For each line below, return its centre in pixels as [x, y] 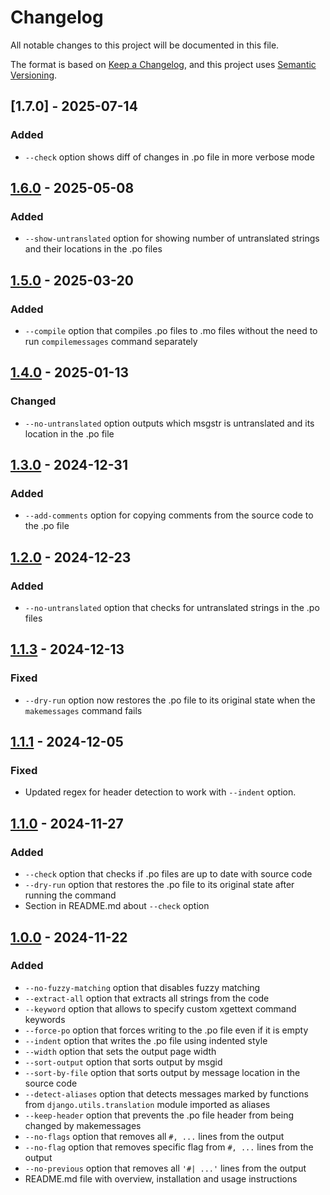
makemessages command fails [83, 710]
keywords [45, 1019]
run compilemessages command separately [111, 341]
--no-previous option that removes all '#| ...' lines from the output [165, 1168]
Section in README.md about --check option [117, 906]
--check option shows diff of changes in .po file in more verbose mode [169, 157]
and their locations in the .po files [93, 249]
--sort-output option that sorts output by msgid [123, 1062]
